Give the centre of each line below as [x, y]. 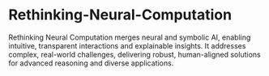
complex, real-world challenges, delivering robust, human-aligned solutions [134, 54]
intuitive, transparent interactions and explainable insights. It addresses [127, 45]
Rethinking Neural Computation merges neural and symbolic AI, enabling [130, 37]
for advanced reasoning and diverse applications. [91, 63]
